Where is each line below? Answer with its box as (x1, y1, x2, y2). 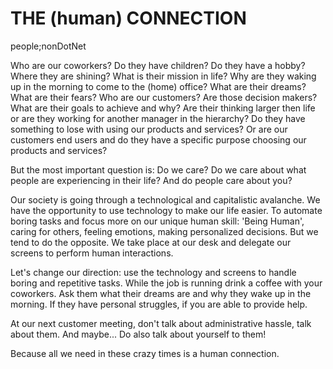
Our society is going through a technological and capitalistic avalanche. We (10, 193, 321, 206)
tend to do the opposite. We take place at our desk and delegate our (10, 236, 292, 248)
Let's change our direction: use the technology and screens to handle (10, 266, 297, 278)
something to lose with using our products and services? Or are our (10, 123, 288, 135)
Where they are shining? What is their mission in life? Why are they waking (10, 70, 317, 82)
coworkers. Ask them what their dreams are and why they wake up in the (10, 287, 312, 299)
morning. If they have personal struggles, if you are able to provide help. (10, 298, 308, 310)
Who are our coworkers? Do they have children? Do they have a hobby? (10, 59, 306, 71)
